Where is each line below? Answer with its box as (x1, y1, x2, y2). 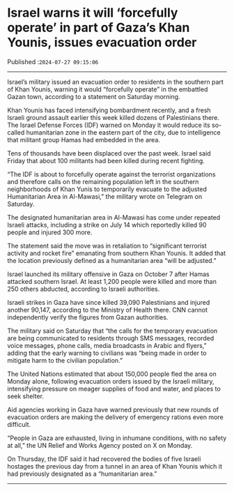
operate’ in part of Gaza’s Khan (7, 20, 190, 36)
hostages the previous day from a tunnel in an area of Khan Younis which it (7, 462, 223, 470)
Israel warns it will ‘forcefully (7, 5, 178, 21)
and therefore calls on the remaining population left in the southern (7, 177, 199, 186)
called (7, 128, 25, 137)
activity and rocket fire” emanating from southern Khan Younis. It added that (7, 249, 226, 257)
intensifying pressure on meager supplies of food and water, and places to (7, 384, 221, 393)
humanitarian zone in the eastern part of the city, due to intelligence (26, 128, 221, 137)
